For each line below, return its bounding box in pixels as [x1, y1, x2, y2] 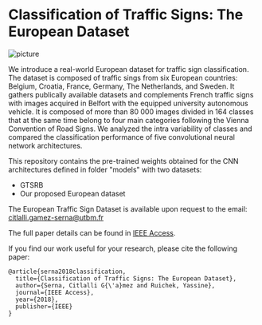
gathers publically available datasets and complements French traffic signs [8, 89, 254, 99]
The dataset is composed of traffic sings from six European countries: [8, 73, 238, 82]
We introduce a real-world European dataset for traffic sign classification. [8, 64, 249, 73]
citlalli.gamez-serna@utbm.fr [8, 212, 104, 222]
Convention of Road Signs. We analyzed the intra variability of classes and [8, 124, 252, 133]
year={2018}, [15, 295, 59, 303]
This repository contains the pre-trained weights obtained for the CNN [8, 156, 239, 165]
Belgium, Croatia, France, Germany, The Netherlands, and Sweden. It [8, 81, 235, 91]
